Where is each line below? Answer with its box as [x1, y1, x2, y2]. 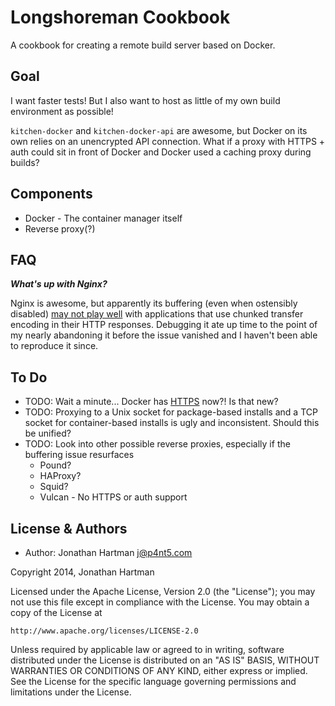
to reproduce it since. [10, 340, 99, 352]
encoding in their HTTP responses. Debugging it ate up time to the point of [10, 319, 318, 331]
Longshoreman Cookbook [10, 6, 231, 29]
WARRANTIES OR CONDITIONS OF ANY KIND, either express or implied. [10, 665, 308, 676]
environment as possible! [10, 105, 114, 117]
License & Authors [10, 520, 128, 537]
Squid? [39, 481, 69, 493]
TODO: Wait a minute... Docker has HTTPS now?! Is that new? [24, 396, 279, 408]
